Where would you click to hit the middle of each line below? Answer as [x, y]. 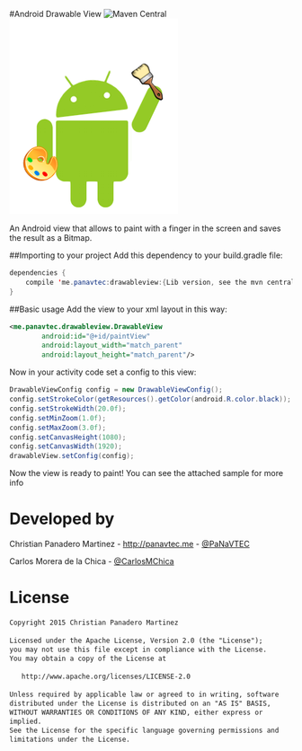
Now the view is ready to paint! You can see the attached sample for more [147, 473]
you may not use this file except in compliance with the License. [138, 649]
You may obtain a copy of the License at [88, 658]
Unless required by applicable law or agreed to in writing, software [144, 694]
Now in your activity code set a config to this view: [103, 372]
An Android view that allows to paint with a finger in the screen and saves [145, 228]
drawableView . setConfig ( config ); [72, 456]
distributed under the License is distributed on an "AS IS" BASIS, [140, 703]
